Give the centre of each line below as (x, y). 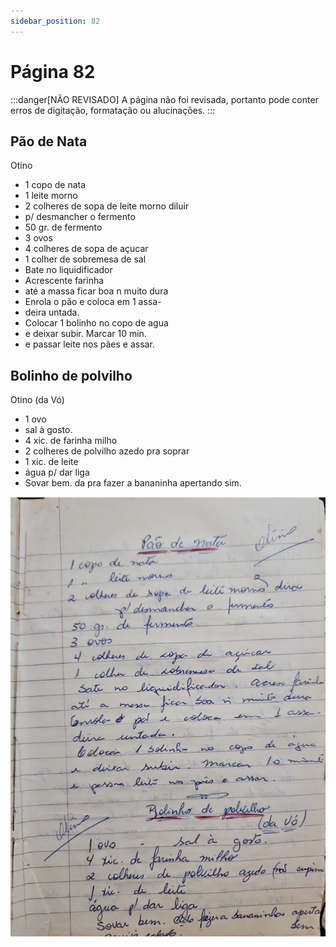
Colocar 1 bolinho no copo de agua (96, 323)
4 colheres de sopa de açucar (86, 249)
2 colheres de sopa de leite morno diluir (107, 206)
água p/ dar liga (57, 472)
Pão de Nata (49, 141)
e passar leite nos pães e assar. (89, 344)
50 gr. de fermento (63, 227)
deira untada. (52, 312)
